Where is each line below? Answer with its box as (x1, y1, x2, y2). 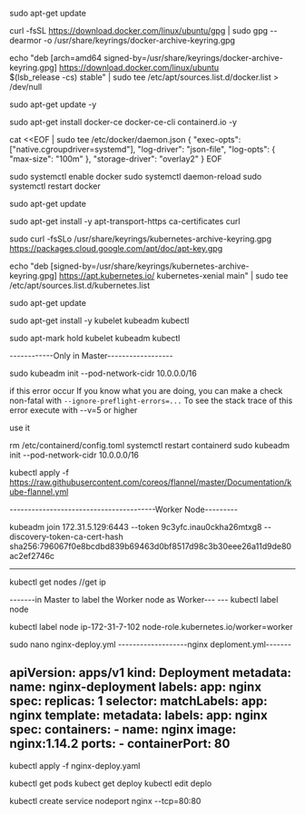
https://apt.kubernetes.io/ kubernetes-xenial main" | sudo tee (58, 270, 289, 280)
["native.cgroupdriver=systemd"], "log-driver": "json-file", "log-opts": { (9, 144, 276, 154)
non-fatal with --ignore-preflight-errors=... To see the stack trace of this (9, 395, 293, 406)
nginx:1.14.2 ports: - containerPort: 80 (9, 736, 231, 751)
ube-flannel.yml (9, 486, 69, 497)
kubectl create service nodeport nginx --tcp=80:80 (9, 795, 202, 806)
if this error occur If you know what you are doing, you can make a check (9, 386, 283, 396)
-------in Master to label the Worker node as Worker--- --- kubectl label (9, 594, 279, 604)
